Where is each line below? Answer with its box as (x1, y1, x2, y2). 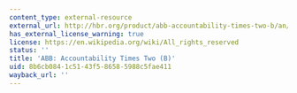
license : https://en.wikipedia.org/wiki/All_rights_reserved (9, 37, 240, 47)
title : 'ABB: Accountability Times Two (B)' (9, 54, 176, 63)
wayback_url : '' (9, 71, 69, 80)
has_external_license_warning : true (9, 29, 144, 38)
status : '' (9, 46, 49, 55)
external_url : (9, 21, 62, 30)
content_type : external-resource (9, 12, 133, 22)
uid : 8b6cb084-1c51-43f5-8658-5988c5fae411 (9, 63, 172, 72)
